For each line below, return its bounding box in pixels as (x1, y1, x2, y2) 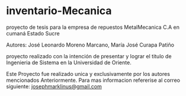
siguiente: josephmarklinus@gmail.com (6, 82, 102, 90)
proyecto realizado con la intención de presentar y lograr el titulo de (6, 52, 172, 59)
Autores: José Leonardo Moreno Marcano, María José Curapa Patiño (6, 41, 175, 48)
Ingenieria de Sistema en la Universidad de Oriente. (6, 59, 132, 66)
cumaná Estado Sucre (6, 29, 60, 37)
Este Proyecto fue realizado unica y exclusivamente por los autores (6, 70, 171, 77)
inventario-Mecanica (6, 4, 112, 18)
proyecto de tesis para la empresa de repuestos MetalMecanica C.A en (6, 24, 179, 31)
